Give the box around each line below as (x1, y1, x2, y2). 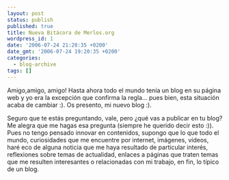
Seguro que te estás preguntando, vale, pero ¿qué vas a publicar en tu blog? (7, 114, 223, 122)
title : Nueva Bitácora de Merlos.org (7, 29, 115, 36)
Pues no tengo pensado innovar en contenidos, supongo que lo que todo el (7, 128, 219, 137)
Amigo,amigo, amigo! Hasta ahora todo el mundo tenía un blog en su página (7, 86, 221, 94)
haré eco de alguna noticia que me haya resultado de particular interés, (7, 143, 208, 151)
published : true (7, 23, 53, 29)
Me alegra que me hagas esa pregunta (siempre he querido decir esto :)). (7, 121, 214, 129)
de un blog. (7, 165, 40, 173)
